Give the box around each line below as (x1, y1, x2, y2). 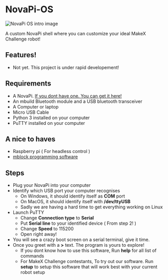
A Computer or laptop (12, 103, 59, 110)
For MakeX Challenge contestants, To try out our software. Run (20, 259, 154, 265)
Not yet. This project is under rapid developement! (12, 64, 119, 70)
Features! (5, 51, 37, 59)
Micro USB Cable (12, 109, 49, 115)
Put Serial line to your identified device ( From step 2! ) (20, 220, 137, 226)
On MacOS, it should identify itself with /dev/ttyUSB (20, 199, 131, 205)
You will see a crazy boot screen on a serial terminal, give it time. (12, 236, 150, 243)
